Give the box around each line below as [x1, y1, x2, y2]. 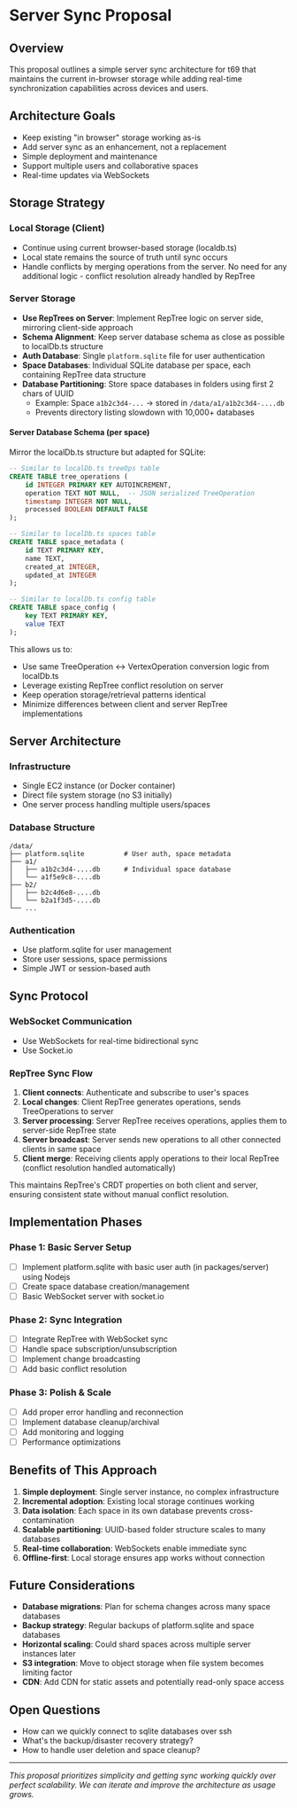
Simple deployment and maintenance [21, 151, 157, 161]
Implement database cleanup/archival [21, 1416, 160, 1427]
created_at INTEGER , [25, 562, 101, 572]
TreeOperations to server [21, 1105, 114, 1117]
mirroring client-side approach [21, 322, 134, 332]
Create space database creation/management [21, 1281, 190, 1291]
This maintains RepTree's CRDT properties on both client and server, [9, 1180, 259, 1190]
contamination [21, 1515, 75, 1525]
